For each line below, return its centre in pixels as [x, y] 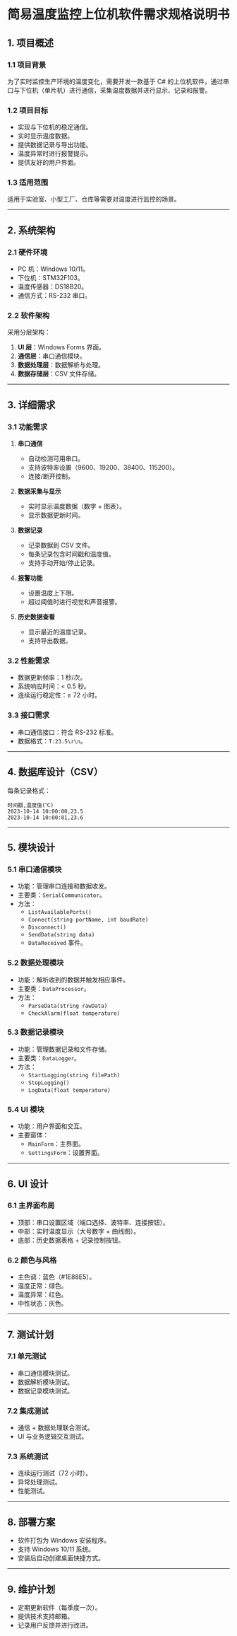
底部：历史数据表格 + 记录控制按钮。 [71, 1240]
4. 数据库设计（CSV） [55, 772]
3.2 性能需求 [29, 661]
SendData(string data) [61, 935]
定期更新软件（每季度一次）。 [59, 1608]
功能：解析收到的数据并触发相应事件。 [73, 980]
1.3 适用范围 [28, 182]
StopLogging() [49, 1083]
